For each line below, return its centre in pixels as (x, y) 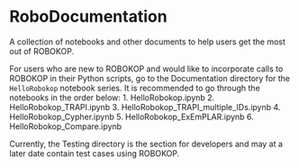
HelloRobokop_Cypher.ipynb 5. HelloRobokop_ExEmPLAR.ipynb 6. (131, 117)
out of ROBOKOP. (42, 51)
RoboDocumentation (89, 17)
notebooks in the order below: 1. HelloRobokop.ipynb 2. (112, 98)
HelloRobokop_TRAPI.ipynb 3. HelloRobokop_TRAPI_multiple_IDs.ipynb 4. (145, 107)
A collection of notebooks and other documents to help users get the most (148, 42)
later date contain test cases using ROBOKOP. (95, 153)
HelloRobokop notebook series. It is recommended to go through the (135, 88)
